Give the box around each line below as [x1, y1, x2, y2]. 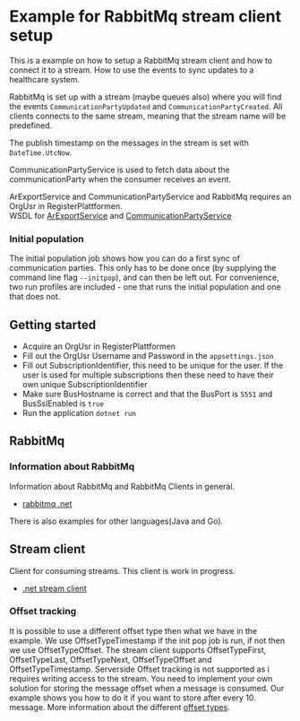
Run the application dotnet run [21, 408, 137, 419]
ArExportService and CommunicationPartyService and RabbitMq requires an [9, 191, 292, 202]
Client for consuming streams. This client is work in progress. [9, 565, 236, 576]
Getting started [9, 317, 97, 333]
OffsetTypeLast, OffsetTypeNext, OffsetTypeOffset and [9, 654, 212, 665]
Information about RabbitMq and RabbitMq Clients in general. [9, 481, 236, 491]
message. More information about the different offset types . [9, 701, 230, 712]
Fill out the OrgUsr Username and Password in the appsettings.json [21, 351, 275, 361]
